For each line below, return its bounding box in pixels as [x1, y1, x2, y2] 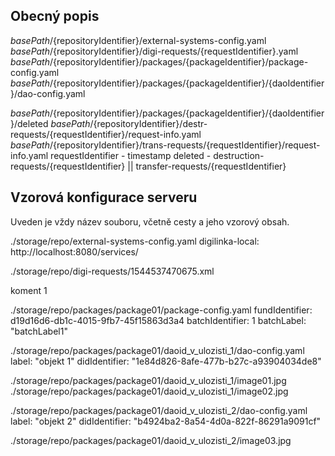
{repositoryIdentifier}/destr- [93, 117, 208, 129]
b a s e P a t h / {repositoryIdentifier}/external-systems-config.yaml [10, 34, 267, 46]
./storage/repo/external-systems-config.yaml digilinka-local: [10, 235, 260, 247]
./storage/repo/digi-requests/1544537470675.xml [10, 265, 215, 277]
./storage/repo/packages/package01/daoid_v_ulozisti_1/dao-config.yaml [10, 344, 305, 356]
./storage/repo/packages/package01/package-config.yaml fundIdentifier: [10, 304, 313, 316]
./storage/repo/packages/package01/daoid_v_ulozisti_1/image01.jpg [10, 374, 287, 386]
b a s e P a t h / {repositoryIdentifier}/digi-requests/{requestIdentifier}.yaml [10, 45, 299, 57]
